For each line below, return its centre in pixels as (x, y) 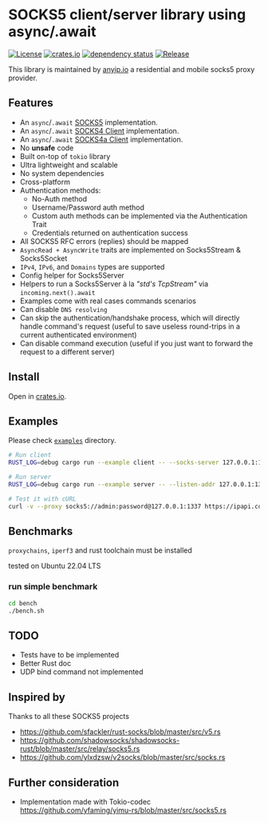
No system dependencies (62, 173)
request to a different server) (67, 352)
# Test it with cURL (43, 499)
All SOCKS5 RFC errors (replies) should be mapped (104, 241)
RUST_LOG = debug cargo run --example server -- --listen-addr (112, 485)
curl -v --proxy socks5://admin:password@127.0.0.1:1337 (105, 506)
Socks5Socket (43, 258)
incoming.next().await (57, 293)
